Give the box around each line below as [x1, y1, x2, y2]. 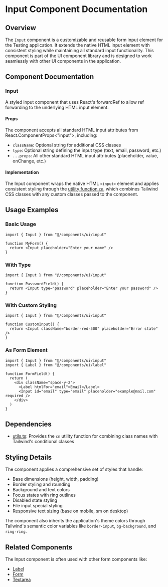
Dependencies [5, 420, 52, 429]
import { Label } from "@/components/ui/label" [5, 362, 107, 367]
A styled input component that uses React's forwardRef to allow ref [5, 99, 144, 105]
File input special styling [12, 503, 63, 509]
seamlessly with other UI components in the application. [5, 58, 121, 64]
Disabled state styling [12, 497, 58, 503]
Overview [5, 24, 37, 32]
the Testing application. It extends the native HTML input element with [5, 42, 150, 48]
